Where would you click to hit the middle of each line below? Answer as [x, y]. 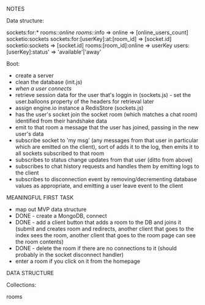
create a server [34, 75]
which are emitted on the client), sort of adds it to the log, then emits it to [107, 147]
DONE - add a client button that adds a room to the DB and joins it [98, 222]
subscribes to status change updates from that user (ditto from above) [104, 160]
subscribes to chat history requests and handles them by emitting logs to [107, 166]
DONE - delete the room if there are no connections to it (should [96, 248]
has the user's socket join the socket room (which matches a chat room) [106, 114]
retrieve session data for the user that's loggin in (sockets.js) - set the [103, 95]
